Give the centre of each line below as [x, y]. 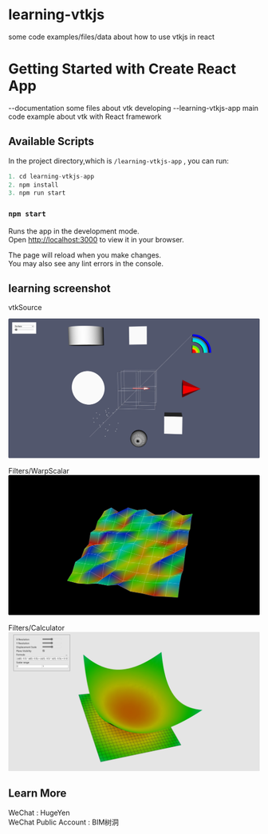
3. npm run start [37, 193]
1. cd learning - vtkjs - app [51, 176]
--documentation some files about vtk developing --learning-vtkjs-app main [134, 108]
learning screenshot [60, 288]
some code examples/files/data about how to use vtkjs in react [112, 37]
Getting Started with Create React [122, 69]
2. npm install [33, 185]
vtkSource [25, 308]
